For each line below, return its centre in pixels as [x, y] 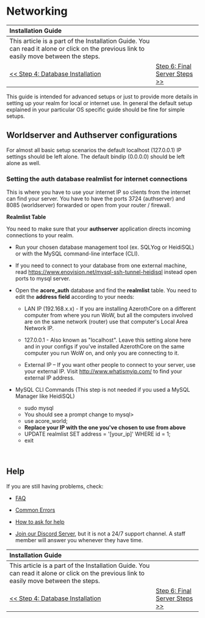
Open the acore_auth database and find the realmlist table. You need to [106, 290]
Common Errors [35, 510]
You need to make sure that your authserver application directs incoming [99, 229]
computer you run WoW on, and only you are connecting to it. [102, 353]
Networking [37, 11]
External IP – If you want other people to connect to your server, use [110, 365]
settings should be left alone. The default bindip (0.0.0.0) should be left [95, 156]
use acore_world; [46, 421]
